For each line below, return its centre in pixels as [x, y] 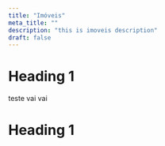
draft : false [30, 37]
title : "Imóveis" [37, 15]
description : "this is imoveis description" [83, 30]
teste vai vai [28, 99]
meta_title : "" [33, 23]
